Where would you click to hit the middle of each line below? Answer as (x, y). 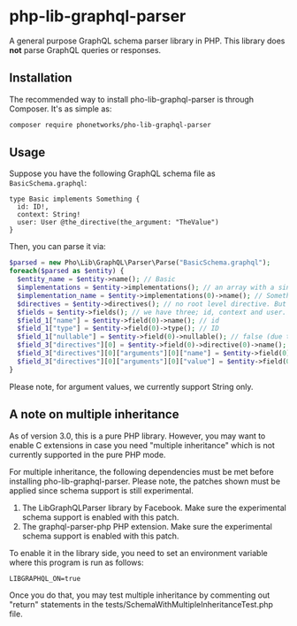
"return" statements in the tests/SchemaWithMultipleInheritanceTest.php (141, 604)
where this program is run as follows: (76, 562)
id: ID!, (33, 207)
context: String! (49, 215)
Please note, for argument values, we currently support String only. (131, 386)
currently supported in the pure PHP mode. (88, 454)
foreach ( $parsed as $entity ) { (67, 271)
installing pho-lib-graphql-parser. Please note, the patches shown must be (145, 481)
